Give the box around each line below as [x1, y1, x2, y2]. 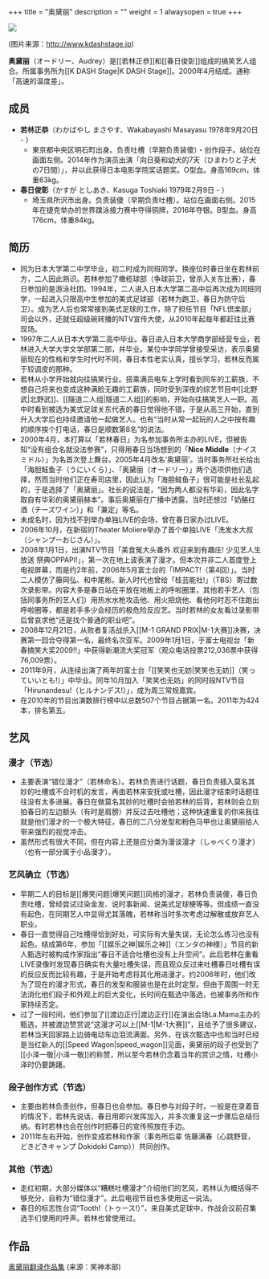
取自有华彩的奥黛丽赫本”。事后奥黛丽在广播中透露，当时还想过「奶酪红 [19, 495, 255, 504]
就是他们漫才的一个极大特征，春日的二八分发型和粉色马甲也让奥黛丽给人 [19, 817, 259, 827]
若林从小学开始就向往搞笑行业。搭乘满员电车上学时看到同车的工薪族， [19, 374, 253, 384]
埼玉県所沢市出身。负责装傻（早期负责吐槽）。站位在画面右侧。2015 [31, 195, 255, 205]
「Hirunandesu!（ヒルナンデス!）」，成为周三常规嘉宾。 [19, 685, 201, 694]
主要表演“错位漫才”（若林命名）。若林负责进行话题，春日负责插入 [19, 777, 234, 787]
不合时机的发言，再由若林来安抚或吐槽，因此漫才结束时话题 [55, 787, 253, 796]
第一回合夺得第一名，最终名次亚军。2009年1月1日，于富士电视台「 [26, 635, 248, 645]
